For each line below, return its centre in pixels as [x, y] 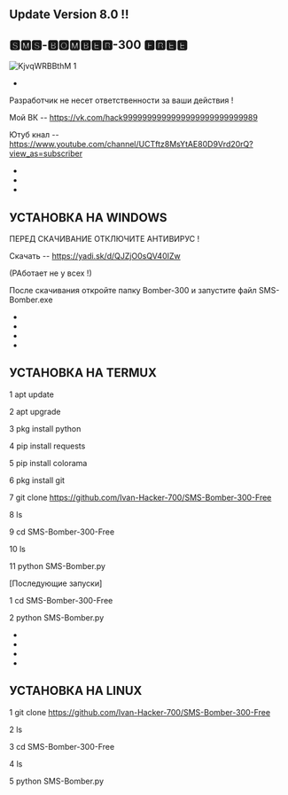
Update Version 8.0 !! [69, 15]
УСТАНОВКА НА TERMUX [83, 373]
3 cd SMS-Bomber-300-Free [62, 746]
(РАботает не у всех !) [51, 273]
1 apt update [32, 394]
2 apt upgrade [35, 411]
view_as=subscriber [46, 153]
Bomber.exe [31, 300]
